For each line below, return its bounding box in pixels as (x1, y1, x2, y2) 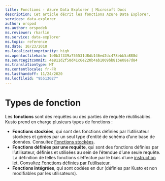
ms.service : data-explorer (5, 35, 61, 40)
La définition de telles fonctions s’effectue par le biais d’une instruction (12, 154, 156, 160)
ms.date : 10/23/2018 (5, 44, 48, 49)
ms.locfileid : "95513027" (5, 76, 58, 81)
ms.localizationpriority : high (5, 48, 69, 53)
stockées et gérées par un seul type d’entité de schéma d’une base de (12, 134, 155, 140)
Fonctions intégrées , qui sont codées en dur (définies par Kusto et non (12, 165, 158, 171)
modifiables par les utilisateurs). (12, 170, 77, 176)
